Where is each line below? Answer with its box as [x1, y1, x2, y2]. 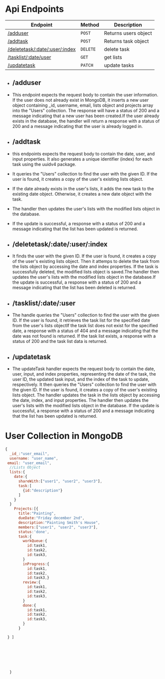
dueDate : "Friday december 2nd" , [18, 515, 85, 521]
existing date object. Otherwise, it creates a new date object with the [12, 191, 152, 197]
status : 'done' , [18, 529, 50, 534]
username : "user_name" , [9, 456, 58, 461]
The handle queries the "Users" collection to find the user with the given [12, 312, 160, 318]
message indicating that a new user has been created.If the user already [12, 113, 160, 119]
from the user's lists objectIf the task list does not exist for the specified [12, 323, 158, 329]
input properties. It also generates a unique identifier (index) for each [12, 156, 153, 162]
